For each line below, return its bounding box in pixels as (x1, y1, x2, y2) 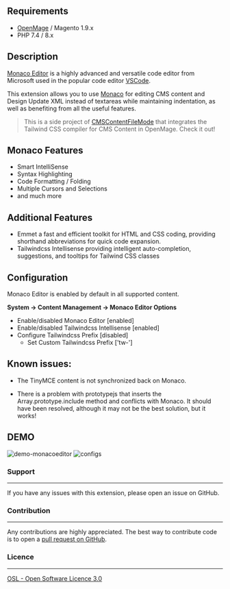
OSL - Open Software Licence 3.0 (7, 574, 103, 582)
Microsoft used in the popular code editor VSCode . (7, 76, 151, 84)
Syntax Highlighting (16, 170, 73, 178)
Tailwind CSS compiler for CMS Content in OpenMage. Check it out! (23, 125, 216, 133)
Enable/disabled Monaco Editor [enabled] (16, 317, 135, 325)
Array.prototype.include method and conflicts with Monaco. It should (16, 397, 212, 405)
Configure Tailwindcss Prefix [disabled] (16, 331, 129, 339)
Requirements (7, 5, 68, 17)
